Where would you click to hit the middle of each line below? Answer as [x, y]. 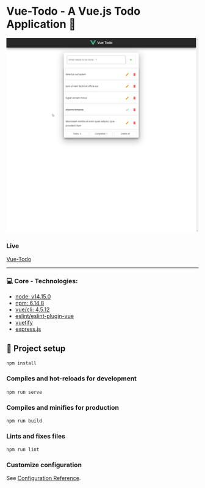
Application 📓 [41, 24]
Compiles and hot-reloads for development [72, 379]
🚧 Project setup [36, 348]
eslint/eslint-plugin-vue [45, 316]
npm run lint [23, 450]
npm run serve [24, 392]
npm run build [24, 421]
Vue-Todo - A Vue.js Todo [74, 11]
